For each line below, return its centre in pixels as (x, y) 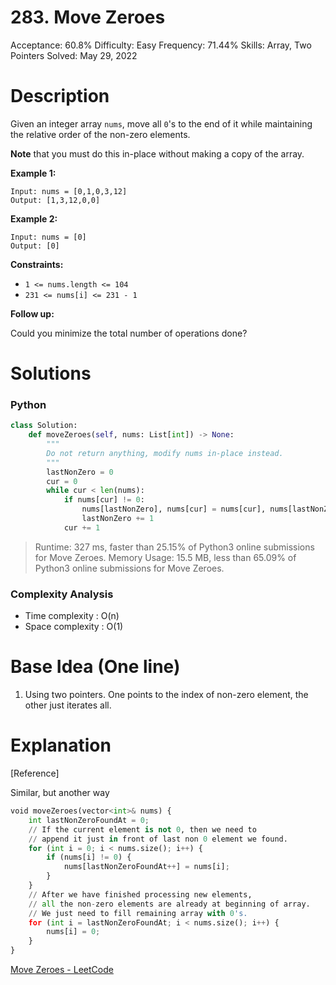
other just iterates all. (68, 705)
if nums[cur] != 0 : (104, 500)
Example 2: (34, 218)
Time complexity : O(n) (72, 616)
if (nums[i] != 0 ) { (89, 857)
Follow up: (32, 313)
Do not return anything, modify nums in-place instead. (165, 453)
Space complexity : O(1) (74, 627)
